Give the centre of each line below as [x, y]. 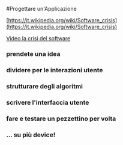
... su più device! [31, 135]
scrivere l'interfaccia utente [48, 102]
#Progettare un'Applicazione [41, 9]
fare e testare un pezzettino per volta [61, 119]
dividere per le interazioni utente [55, 70]
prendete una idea [33, 54]
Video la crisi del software [38, 38]
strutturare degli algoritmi [44, 86]
